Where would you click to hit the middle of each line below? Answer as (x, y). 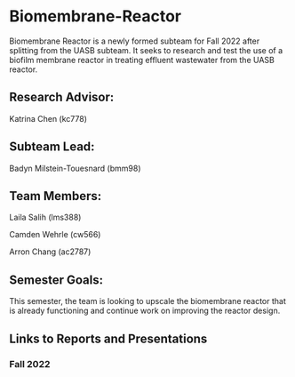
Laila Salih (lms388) (45, 217)
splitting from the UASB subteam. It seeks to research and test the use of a (146, 50)
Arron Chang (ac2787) (50, 252)
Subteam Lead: (52, 147)
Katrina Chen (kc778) (48, 118)
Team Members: (56, 196)
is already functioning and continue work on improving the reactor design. (145, 311)
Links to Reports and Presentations (108, 338)
